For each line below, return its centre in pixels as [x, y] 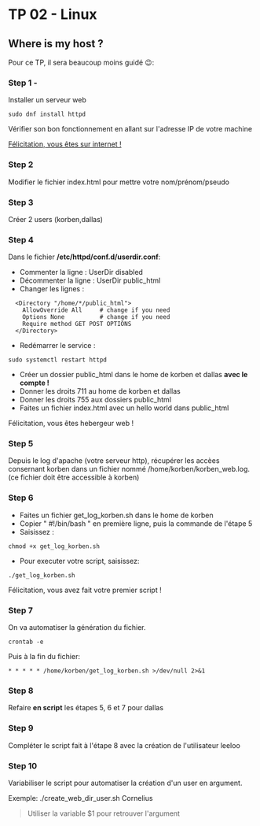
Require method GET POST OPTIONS [77, 324]
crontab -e [26, 642]
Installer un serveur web [47, 100]
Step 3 [21, 202]
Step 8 [21, 691]
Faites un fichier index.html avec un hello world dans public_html [124, 408]
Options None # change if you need [96, 317]
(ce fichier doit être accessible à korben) [74, 477]
